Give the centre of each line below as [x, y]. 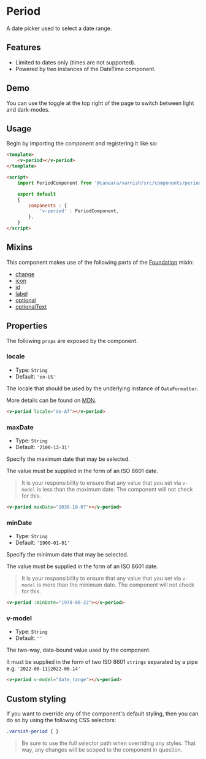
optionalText [31, 306]
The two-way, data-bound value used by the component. [78, 650]
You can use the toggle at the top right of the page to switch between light [100, 103]
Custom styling [36, 699]
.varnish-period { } [33, 731]
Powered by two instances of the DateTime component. [86, 69]
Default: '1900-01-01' [43, 543]
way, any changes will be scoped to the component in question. [102, 749]
